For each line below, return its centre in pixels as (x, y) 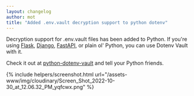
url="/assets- (111, 75)
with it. (14, 52)
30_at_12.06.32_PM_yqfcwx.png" (46, 87)
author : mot (21, 17)
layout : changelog (29, 11)
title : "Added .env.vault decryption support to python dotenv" (87, 22)
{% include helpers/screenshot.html (50, 75)
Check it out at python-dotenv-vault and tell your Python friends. (85, 63)
